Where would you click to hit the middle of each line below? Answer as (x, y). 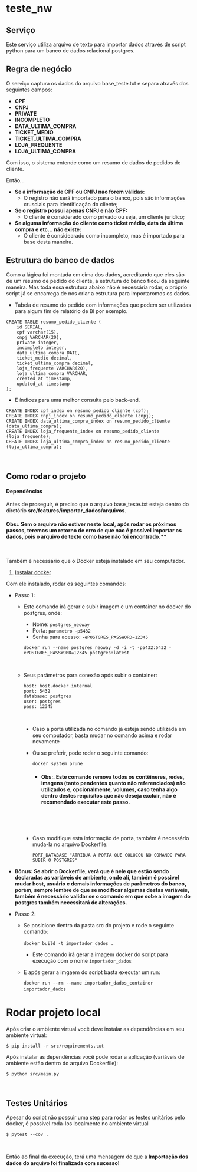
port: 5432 (37, 692)
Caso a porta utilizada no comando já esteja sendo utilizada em (109, 729)
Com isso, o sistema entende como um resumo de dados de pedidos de (93, 162)
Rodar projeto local (54, 1012)
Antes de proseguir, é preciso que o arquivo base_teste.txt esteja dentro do (98, 504)
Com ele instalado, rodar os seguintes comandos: (66, 584)
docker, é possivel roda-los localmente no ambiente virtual (77, 1124)
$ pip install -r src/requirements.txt (55, 1046)
